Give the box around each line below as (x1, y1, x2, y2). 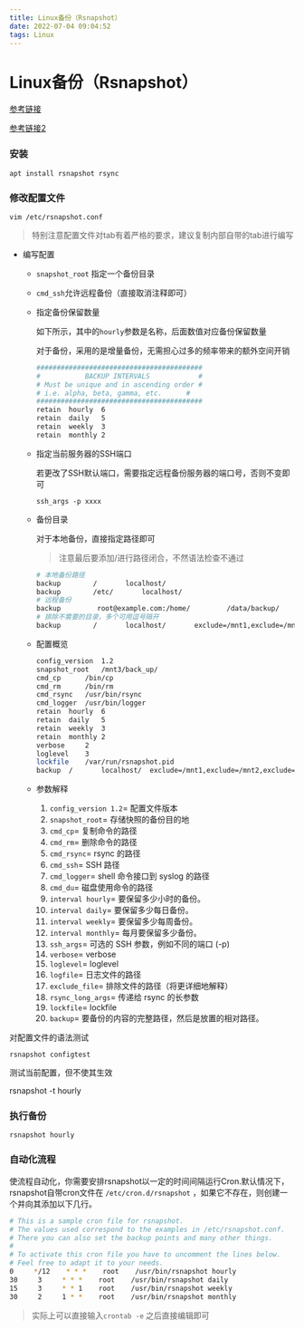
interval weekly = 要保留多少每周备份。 (49, 916, 197, 927)
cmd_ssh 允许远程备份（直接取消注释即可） (35, 287, 192, 298)
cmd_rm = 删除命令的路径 (49, 837, 138, 848)
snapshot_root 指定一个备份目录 (35, 268, 156, 279)
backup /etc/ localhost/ (35, 587, 183, 596)
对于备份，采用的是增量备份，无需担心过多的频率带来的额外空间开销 (35, 345, 290, 356)
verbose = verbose (49, 949, 117, 960)
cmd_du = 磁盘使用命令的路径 (49, 882, 154, 893)
